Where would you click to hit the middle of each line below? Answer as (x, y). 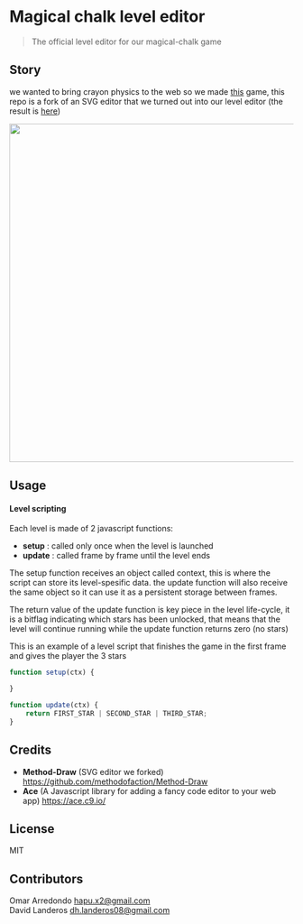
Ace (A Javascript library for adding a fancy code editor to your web (149, 790)
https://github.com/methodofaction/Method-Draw (115, 781)
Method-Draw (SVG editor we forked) (93, 772)
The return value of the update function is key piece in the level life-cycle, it (150, 610)
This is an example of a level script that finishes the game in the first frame (148, 646)
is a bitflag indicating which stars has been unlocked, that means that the (145, 619)
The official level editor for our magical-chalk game (127, 42)
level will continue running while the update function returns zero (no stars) (149, 629)
